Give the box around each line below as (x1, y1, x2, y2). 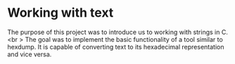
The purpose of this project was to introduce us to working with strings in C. (7, 28, 229, 36)
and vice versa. (7, 50, 52, 58)
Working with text (7, 5, 114, 21)
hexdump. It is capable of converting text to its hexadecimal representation (7, 42, 224, 51)
